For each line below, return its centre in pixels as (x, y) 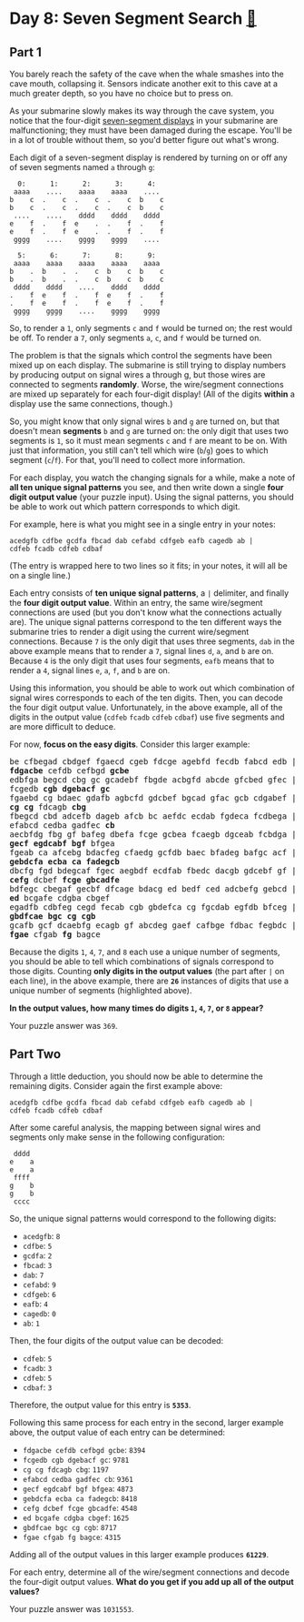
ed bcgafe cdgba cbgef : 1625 (76, 1517)
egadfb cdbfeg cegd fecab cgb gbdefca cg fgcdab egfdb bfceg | (153, 907)
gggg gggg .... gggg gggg (87, 311)
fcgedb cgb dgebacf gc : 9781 (76, 1459)
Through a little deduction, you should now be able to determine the (136, 1076)
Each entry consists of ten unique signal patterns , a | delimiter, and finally (149, 593)
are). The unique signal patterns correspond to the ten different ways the (146, 622)
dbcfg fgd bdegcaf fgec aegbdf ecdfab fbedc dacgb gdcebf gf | (153, 871)
